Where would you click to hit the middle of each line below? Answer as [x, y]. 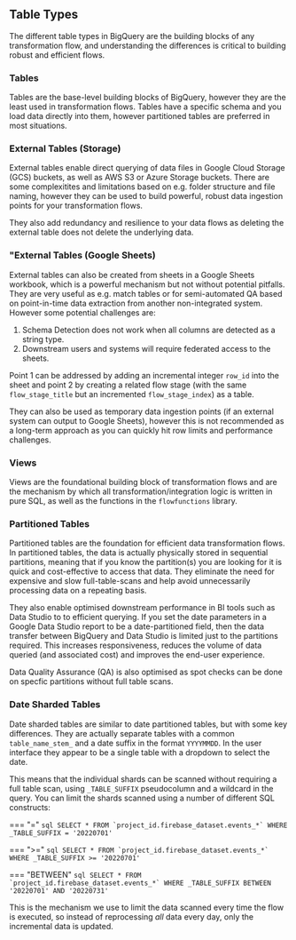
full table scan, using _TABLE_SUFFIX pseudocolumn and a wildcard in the [141, 788]
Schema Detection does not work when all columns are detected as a [149, 330]
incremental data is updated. [61, 926]
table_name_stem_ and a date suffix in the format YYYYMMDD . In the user [136, 743]
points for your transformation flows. [76, 206]
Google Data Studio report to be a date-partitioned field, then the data [136, 626]
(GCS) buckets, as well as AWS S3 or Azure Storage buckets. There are [140, 178]
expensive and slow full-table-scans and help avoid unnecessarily [130, 581]
